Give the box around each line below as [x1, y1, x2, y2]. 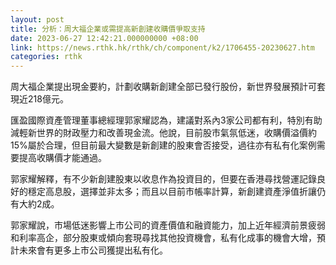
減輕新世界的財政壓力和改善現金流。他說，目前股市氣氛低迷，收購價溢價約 [10, 127, 317, 139]
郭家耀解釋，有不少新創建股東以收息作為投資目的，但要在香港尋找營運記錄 [10, 173, 317, 185]
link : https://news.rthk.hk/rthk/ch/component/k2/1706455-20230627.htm [10, 42, 315, 53]
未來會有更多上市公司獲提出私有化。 [18, 244, 168, 256]
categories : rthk [10, 52, 83, 62]
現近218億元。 [10, 93, 69, 105]
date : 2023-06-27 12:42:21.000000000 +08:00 [10, 33, 199, 43]
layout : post [10, 14, 65, 25]
